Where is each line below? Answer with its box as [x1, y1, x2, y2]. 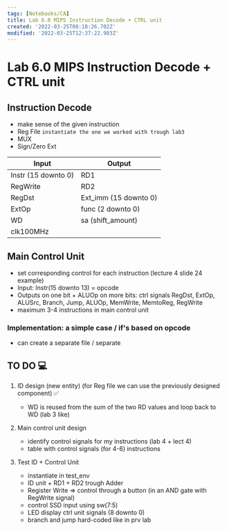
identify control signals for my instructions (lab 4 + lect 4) [27, 437, 192, 446]
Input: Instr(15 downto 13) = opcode [17, 284, 119, 292]
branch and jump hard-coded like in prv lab [27, 516, 152, 524]
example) [17, 276, 44, 285]
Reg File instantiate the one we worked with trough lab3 [17, 128, 185, 136]
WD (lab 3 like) [27, 410, 71, 419]
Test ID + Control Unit [17, 458, 80, 466]
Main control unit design [17, 424, 87, 432]
